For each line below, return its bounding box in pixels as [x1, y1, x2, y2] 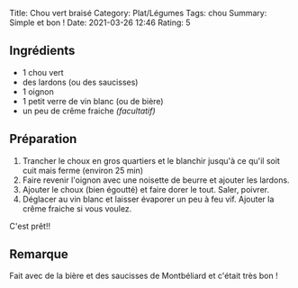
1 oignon [22, 85, 54, 97]
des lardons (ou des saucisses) [22, 76, 139, 87]
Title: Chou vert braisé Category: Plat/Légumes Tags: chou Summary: [9, 8, 267, 18]
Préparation [9, 131, 77, 147]
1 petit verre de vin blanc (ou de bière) [22, 95, 164, 106]
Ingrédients [9, 43, 76, 58]
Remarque [9, 247, 69, 262]
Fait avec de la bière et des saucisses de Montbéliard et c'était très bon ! [9, 270, 278, 282]
